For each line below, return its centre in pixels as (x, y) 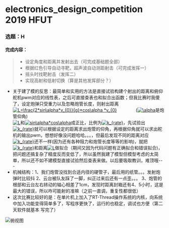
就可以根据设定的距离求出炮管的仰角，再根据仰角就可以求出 (96, 129)
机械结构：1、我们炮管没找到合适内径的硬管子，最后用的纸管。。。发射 (84, 172)
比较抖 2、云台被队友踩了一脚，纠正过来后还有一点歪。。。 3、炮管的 (92, 178)
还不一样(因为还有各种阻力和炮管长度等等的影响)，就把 (91, 141)
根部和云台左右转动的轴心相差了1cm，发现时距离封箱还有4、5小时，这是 (88, 185)
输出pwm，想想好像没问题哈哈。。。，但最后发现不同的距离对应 (85, 135)
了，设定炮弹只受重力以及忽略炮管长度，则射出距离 (66, 104)
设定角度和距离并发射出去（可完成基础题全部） (74, 62)
